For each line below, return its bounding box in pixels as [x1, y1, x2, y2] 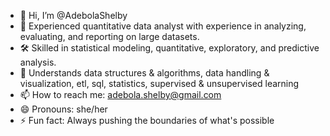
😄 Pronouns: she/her [19, 103, 108, 115]
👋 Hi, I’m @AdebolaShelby [19, 10, 128, 21]
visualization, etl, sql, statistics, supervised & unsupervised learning [19, 78, 300, 89]
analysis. [19, 56, 57, 68]
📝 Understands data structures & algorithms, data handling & [19, 67, 270, 79]
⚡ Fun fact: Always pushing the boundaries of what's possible [19, 115, 275, 126]
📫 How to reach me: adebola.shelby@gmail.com [19, 89, 222, 100]
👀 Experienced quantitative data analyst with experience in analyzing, [19, 20, 307, 32]
